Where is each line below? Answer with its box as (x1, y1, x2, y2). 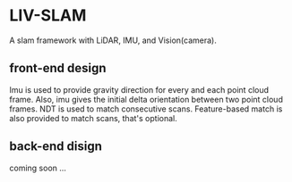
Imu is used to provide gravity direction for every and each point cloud (9, 84, 270, 95)
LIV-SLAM (9, 5, 87, 26)
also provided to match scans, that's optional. (9, 112, 177, 123)
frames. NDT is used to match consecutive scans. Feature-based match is (9, 103, 283, 114)
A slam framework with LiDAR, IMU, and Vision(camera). (9, 35, 217, 45)
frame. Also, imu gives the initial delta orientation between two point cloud (9, 94, 284, 104)
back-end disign (9, 139, 103, 154)
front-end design (9, 61, 107, 76)
